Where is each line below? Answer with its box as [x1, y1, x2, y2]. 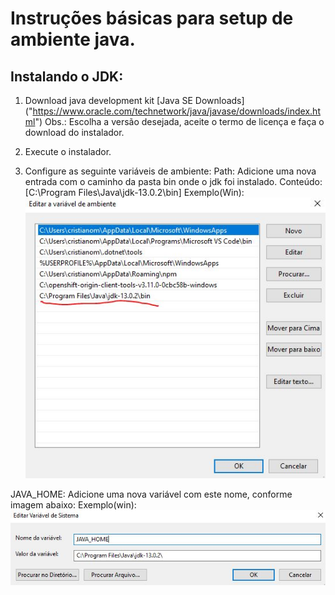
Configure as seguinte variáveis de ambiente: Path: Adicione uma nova [24, 165, 317, 177]
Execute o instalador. [24, 146, 112, 157]
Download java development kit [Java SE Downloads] [24, 95, 245, 106]
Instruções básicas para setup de [10, 7, 294, 30]
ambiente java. [10, 28, 136, 51]
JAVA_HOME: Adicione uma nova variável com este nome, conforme [10, 488, 293, 500]
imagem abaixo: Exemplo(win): [10, 498, 137, 511]
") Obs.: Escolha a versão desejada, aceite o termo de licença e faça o [34, 116, 325, 127]
